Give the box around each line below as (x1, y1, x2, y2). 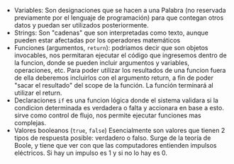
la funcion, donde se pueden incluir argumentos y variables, (13, 59, 190, 66)
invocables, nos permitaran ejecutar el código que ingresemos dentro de (13, 51, 227, 59)
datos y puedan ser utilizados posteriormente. (13, 21, 149, 29)
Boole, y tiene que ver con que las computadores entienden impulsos (13, 141, 217, 149)
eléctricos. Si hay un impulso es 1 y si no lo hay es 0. (13, 148, 168, 157)
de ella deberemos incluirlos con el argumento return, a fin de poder (13, 74, 214, 82)
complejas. (13, 119, 47, 127)
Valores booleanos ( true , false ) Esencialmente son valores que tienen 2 (13, 127, 225, 134)
